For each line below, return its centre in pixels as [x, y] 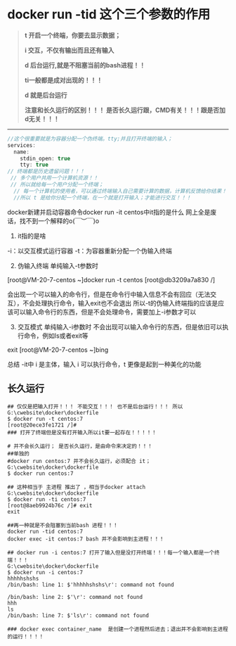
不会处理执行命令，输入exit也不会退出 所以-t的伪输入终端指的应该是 [120, 303]
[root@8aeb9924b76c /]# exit [50, 505]
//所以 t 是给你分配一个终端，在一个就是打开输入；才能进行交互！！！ [103, 198]
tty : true [34, 165]
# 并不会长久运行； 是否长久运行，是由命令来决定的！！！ [80, 446]
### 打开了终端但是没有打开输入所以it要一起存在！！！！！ [82, 432]
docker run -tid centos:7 [45, 531]
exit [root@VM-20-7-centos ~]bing [58, 350]
